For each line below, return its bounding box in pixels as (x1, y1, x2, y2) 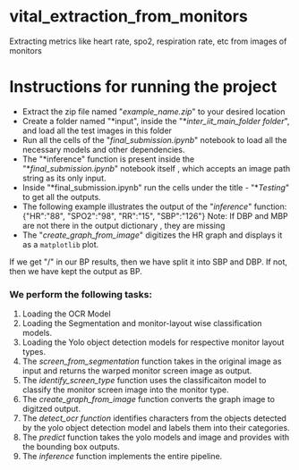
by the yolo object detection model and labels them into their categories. (21, 423, 290, 433)
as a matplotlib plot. (21, 239, 99, 249)
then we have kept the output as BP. (9, 265, 143, 276)
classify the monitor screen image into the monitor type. (21, 384, 229, 395)
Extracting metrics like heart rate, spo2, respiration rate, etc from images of (9, 36, 287, 46)
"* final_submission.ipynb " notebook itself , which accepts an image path (21, 163, 291, 173)
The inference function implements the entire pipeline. (21, 451, 223, 462)
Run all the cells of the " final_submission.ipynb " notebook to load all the (21, 134, 287, 145)
